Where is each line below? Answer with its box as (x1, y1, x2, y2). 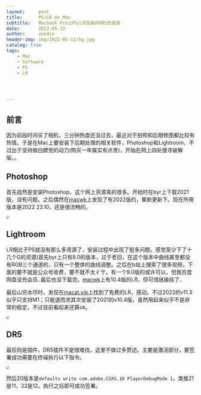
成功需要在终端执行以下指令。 (11, 354, 85, 361)
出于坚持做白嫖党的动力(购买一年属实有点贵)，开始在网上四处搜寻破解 (11, 147, 184, 154)
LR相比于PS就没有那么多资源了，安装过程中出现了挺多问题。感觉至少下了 (6, 246, 187, 253)
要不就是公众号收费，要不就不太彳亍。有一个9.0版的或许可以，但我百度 (16, 268, 193, 275)
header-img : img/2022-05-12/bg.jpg (6, 37, 95, 42)
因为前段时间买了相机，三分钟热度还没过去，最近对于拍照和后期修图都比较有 (6, 132, 195, 139)
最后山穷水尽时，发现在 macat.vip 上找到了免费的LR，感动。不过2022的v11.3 (6, 288, 193, 296)
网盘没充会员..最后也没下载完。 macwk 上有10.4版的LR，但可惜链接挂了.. (6, 276, 183, 283)
